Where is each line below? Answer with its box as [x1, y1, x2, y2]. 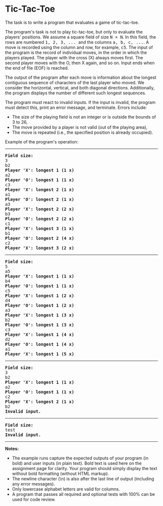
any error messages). [12, 481, 55, 487]
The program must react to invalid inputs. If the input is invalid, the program [5, 99, 156, 105]
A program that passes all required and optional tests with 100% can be [12, 491, 155, 497]
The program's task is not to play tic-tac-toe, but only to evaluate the [5, 29, 143, 35]
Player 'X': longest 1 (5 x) [5, 351, 74, 357]
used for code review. [12, 496, 56, 502]
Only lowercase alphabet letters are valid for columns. [12, 486, 120, 492]
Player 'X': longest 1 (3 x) [5, 312, 74, 318]
